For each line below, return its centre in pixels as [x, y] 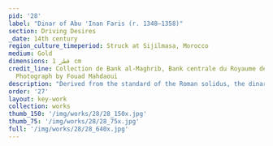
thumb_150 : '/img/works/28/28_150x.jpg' [78, 114]
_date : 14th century [43, 39]
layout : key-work [38, 99]
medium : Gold [30, 54]
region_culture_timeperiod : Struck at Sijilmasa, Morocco [108, 46]
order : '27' [28, 91]
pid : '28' [25, 16]
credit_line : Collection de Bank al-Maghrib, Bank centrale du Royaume [132, 69]
